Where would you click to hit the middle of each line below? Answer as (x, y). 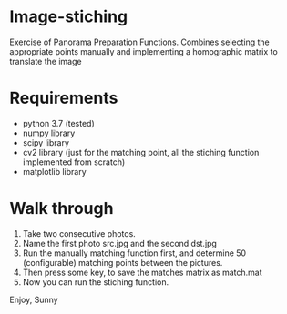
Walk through (61, 209)
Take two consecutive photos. (79, 233)
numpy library (49, 133)
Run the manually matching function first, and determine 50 (134, 253)
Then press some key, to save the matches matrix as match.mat (142, 272)
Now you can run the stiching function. (96, 282)
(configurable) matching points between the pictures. (123, 262)
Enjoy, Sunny (34, 299)
